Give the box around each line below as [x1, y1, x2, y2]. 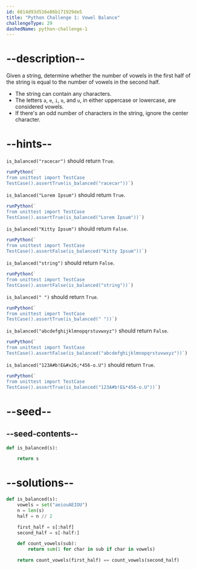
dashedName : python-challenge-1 [6, 25, 88, 32]
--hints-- [6, 137, 53, 151]
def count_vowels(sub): [17, 540, 77, 547]
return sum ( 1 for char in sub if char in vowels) [28, 547, 155, 553]
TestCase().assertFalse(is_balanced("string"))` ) [6, 282, 134, 288]
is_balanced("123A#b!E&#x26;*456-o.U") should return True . [6, 361, 155, 368]
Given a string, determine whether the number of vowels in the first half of [6, 72, 191, 79]
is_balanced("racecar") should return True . [6, 157, 115, 164]
